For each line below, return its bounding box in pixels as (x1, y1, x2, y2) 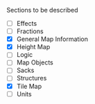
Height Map (16, 43, 51, 51)
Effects (16, 19, 37, 27)
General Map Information (16, 35, 88, 44)
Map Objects (16, 58, 53, 67)
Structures (16, 74, 47, 83)
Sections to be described (6, 6, 78, 14)
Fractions (16, 27, 44, 35)
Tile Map (16, 82, 42, 90)
